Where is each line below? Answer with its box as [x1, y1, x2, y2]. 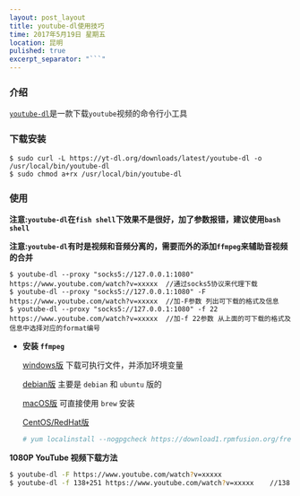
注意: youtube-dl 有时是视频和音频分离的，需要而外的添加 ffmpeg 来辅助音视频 [9, 240, 288, 251]
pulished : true [9, 47, 66, 56]
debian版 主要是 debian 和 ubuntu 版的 [21, 379, 163, 389]
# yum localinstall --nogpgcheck [21, 434, 148, 444]
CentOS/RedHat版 [21, 416, 90, 427]
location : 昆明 [9, 38, 64, 48]
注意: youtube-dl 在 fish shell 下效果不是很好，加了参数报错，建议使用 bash [9, 213, 281, 224]
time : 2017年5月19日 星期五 [9, 30, 106, 39]
